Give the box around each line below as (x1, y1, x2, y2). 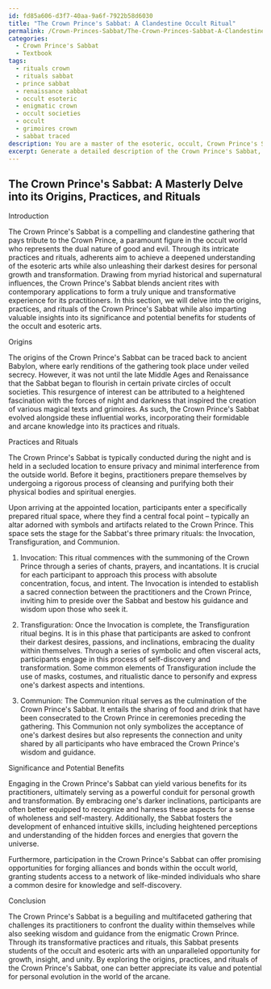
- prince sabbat (15, 79, 70, 87)
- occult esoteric (15, 95, 78, 103)
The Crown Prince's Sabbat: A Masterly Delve (8, 177, 244, 191)
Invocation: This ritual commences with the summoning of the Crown (19, 553, 250, 563)
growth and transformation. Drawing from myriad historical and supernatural (8, 270, 262, 280)
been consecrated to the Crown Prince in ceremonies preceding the (19, 713, 246, 723)
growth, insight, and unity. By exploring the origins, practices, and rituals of (8, 955, 258, 965)
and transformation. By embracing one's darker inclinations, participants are (8, 796, 262, 805)
